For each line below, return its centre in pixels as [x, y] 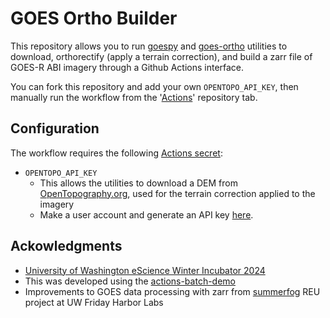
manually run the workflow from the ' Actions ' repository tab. [134, 97]
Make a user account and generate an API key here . [146, 214]
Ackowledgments [66, 246]
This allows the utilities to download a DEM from [138, 183]
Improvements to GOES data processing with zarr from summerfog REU [172, 291]
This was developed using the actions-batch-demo [130, 281]
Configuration [55, 128]
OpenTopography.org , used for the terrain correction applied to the [177, 193]
